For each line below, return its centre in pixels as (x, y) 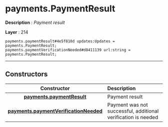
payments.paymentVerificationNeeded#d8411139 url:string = (68, 50)
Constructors (26, 74)
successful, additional (133, 111)
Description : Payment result (35, 22)
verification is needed (133, 117)
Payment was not (128, 105)
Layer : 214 (17, 32)
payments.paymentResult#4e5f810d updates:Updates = (60, 41)
